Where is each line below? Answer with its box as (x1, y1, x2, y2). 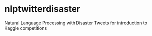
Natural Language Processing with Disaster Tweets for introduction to (4, 20, 148, 26)
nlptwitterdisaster (4, 3, 80, 15)
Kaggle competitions (4, 25, 47, 31)
